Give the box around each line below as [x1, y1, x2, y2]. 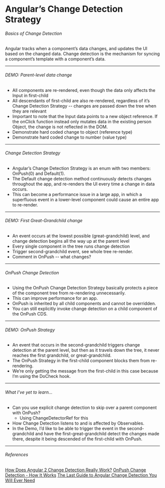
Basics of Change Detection [5, 30, 62, 36]
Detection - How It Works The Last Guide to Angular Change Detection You [5, 472, 157, 478]
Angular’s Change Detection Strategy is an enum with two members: [12, 165, 151, 171]
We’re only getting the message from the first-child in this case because [12, 368, 159, 374]
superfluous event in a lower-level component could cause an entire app [12, 197, 159, 202]
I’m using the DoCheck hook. [12, 373, 71, 379]
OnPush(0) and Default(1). [12, 171, 65, 176]
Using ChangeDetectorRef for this [19, 415, 88, 421]
